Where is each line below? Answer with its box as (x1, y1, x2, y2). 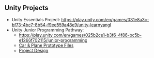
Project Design (18, 47, 48, 53)
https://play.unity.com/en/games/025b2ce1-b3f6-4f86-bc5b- (18, 32, 142, 38)
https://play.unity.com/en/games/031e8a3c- (61, 16, 150, 22)
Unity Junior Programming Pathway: (11, 27, 84, 33)
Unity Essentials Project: (11, 16, 61, 22)
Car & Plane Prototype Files (18, 42, 74, 48)
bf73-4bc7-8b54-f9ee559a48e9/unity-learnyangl (11, 22, 111, 28)
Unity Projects (4, 4, 49, 12)
